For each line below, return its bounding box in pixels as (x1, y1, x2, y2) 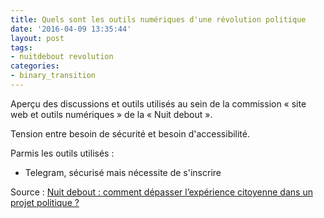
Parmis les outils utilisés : (10, 147, 115, 159)
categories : (10, 61, 60, 71)
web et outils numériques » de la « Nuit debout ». (10, 108, 213, 120)
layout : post (10, 33, 65, 43)
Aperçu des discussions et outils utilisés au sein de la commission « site (10, 97, 307, 110)
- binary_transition (10, 71, 97, 81)
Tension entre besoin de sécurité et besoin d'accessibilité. (10, 127, 251, 140)
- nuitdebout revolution (10, 52, 114, 62)
